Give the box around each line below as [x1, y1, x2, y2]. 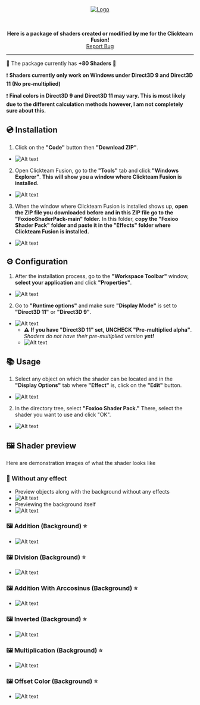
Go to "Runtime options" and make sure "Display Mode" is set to [14, 302, 177, 309]
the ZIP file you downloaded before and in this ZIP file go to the [14, 208, 174, 216]
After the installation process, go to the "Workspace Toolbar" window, [14, 272, 189, 279]
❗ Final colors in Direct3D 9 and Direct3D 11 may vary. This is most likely [6, 92, 186, 99]
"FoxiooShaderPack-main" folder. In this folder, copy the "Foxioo [14, 215, 179, 222]
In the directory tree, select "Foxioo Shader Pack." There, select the [14, 405, 183, 412]
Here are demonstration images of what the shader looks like [6, 460, 156, 467]
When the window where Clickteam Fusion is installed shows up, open [14, 202, 189, 210]
